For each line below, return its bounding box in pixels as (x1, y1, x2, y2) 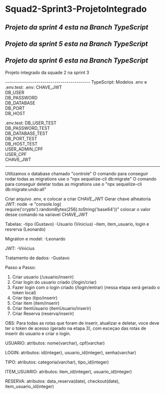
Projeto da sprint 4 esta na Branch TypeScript (5, 23, 148, 31)
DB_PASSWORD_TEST (5, 125, 50, 131)
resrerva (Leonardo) (5, 226, 46, 232)
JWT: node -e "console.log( (5, 201, 61, 207)
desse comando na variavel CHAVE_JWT (5, 212, 88, 217)
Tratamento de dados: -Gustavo (5, 255, 70, 261)
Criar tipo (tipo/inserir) (12, 295, 58, 301)
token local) (12, 289, 36, 296)
